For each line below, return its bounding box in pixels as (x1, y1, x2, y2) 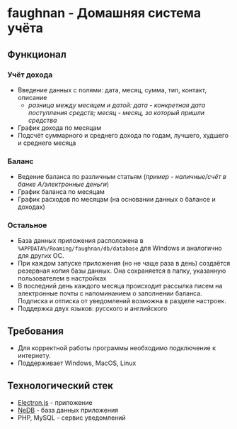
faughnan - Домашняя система (7, 5, 202, 21)
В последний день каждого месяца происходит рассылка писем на (17, 282, 223, 290)
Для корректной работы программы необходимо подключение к (17, 344, 216, 352)
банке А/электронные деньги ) (17, 180, 110, 189)
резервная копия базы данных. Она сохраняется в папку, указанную (17, 266, 226, 275)
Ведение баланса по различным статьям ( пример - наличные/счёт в (17, 173, 227, 181)
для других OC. (17, 251, 65, 260)
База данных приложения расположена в (17, 237, 144, 245)
